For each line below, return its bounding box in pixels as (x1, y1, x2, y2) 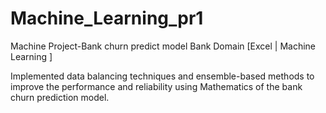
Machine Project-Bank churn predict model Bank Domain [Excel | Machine (10, 40, 317, 52)
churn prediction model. (10, 91, 110, 103)
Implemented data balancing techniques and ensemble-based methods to (10, 70, 315, 82)
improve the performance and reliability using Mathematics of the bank (10, 80, 303, 92)
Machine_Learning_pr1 (10, 7, 204, 30)
